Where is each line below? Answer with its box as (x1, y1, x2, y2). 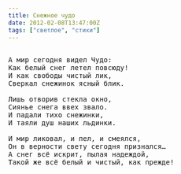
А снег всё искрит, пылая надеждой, (8, 150, 150, 159)
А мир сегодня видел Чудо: (8, 56, 113, 65)
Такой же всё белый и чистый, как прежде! (8, 158, 175, 167)
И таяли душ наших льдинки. (8, 119, 116, 128)
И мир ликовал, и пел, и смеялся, (8, 135, 142, 143)
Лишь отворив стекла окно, (8, 95, 113, 104)
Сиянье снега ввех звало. (8, 103, 109, 112)
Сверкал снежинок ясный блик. (8, 80, 125, 88)
